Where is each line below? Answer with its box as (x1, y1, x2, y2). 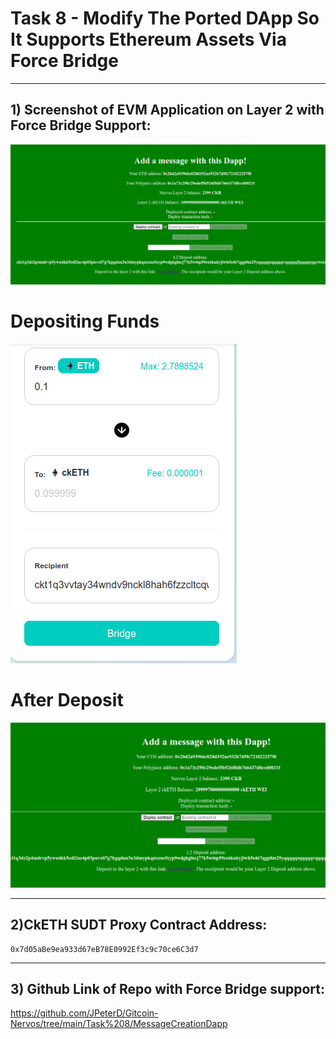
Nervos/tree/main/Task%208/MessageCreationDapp (10, 1018, 228, 1030)
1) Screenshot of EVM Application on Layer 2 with (10, 102, 325, 119)
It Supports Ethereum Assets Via (10, 28, 287, 51)
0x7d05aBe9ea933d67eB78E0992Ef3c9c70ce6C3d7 (10, 944, 199, 954)
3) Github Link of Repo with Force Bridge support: (10, 981, 326, 998)
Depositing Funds (10, 310, 160, 332)
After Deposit (10, 688, 124, 711)
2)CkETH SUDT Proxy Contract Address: (10, 917, 268, 934)
